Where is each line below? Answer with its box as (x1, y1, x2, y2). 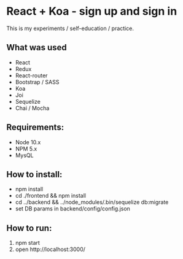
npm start (15, 239, 40, 247)
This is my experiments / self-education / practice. (6, 25, 134, 32)
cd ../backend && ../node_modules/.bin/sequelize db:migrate (15, 198, 169, 206)
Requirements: (6, 122, 64, 133)
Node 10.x (15, 138, 41, 145)
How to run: (6, 223, 52, 233)
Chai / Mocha (15, 104, 50, 112)
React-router (15, 72, 48, 79)
